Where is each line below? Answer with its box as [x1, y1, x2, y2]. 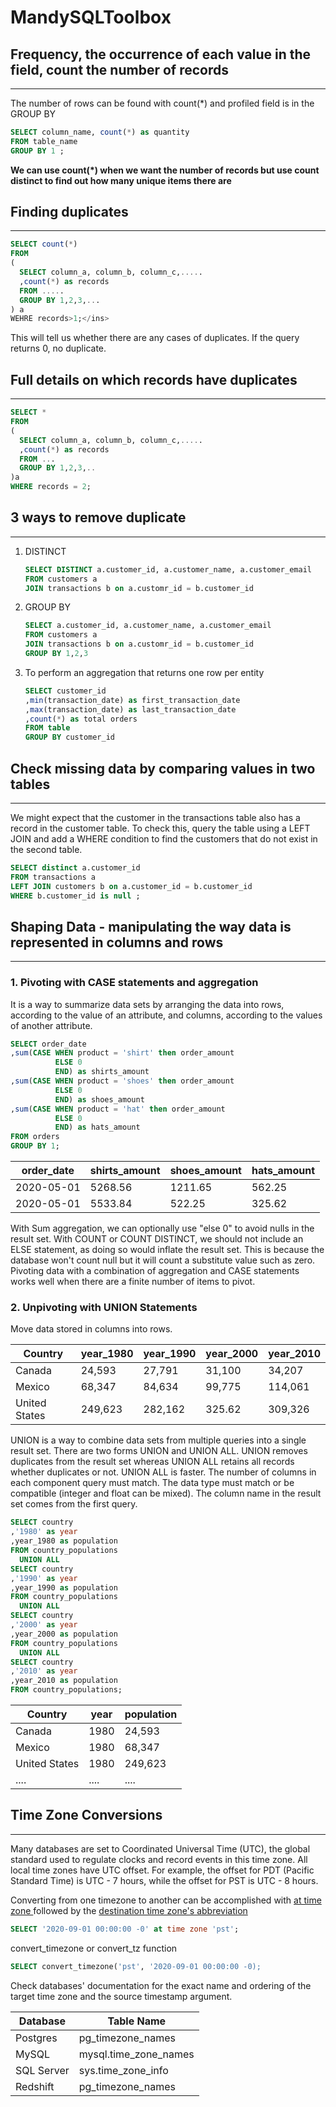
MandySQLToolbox [10, 6, 172, 29]
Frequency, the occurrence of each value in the [10, 46, 312, 63]
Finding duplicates [10, 204, 129, 221]
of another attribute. [10, 1019, 93, 1031]
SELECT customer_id [24, 686, 107, 696]
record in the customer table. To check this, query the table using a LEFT [10, 822, 311, 834]
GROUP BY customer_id [24, 732, 115, 743]
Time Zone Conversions [10, 1807, 163, 1824]
